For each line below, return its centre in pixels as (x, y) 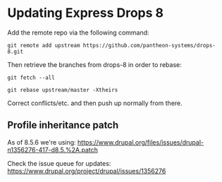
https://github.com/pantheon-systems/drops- (149, 45)
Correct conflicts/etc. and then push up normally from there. (95, 103)
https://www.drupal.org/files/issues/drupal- (141, 142)
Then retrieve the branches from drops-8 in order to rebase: (94, 64)
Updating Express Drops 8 (86, 13)
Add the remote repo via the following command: (78, 32)
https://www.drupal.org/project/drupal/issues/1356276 (87, 171)
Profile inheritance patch (63, 125)
